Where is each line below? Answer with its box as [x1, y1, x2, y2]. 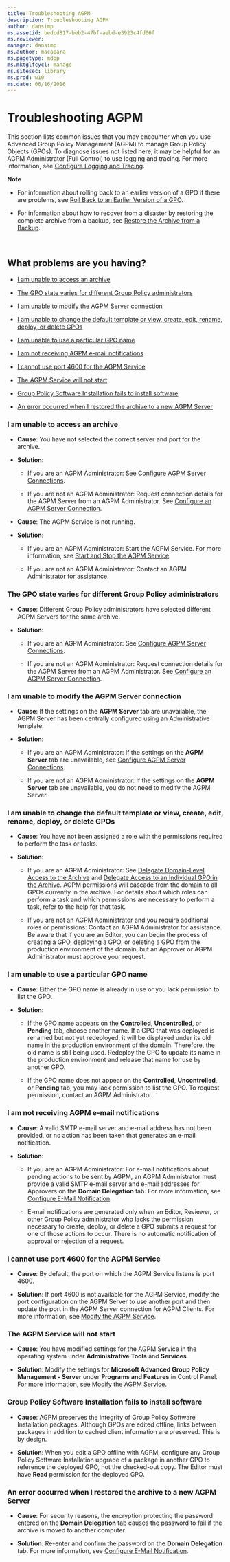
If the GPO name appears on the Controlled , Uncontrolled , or [27, 1019, 202, 1028]
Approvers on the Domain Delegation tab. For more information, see [27, 1187, 221, 1195]
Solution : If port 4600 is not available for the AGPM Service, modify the [16, 1290, 220, 1299]
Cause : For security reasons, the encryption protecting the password [16, 1511, 214, 1519]
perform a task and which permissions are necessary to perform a [27, 895, 215, 904]
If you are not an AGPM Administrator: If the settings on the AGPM [27, 776, 215, 784]
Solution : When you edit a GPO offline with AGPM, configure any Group [16, 1448, 220, 1456]
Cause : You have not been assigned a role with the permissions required [16, 833, 223, 841]
